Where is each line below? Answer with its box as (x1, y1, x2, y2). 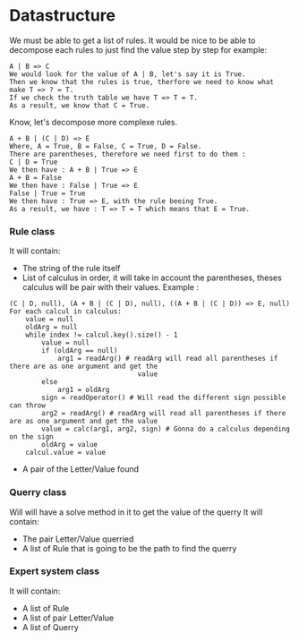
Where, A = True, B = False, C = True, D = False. (9, 141, 202, 150)
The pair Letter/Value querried (21, 534, 134, 544)
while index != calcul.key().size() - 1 (25, 330, 178, 340)
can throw (9, 401, 47, 410)
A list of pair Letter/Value (21, 612, 115, 623)
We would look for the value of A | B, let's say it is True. (9, 69, 246, 79)
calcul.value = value (25, 449, 106, 457)
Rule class (9, 225, 56, 237)
